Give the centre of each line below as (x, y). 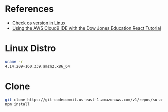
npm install (17, 104)
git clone (15, 100)
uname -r (14, 62)
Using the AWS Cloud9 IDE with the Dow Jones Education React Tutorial (87, 28)
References (29, 9)
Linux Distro (31, 49)
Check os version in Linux (39, 23)
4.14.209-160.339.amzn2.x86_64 (38, 66)
